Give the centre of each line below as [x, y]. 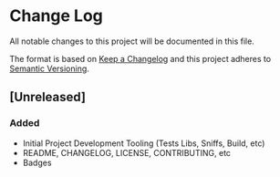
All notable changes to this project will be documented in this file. [132, 41]
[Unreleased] [48, 97]
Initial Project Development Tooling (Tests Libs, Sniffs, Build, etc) [144, 143]
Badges [37, 162]
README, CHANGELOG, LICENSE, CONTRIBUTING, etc [126, 152]
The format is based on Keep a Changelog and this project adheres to [140, 58]
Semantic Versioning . [49, 68]
